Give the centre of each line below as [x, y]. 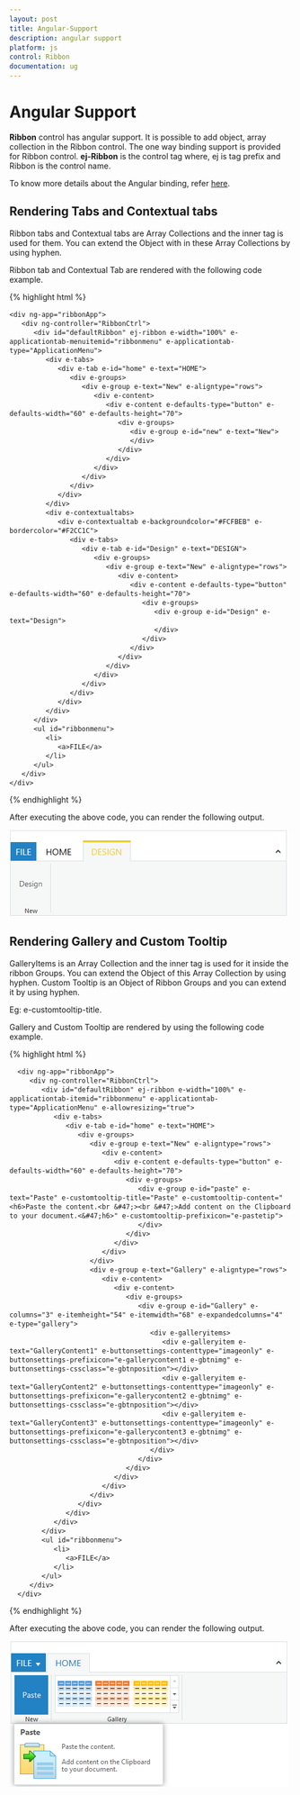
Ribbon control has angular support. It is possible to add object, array [138, 137]
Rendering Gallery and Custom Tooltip [118, 942]
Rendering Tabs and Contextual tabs [114, 212]
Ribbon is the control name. [60, 166]
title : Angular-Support [54, 28]
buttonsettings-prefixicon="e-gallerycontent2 [98, 1396]
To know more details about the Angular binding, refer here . [120, 183]
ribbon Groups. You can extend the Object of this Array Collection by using [148, 973]
